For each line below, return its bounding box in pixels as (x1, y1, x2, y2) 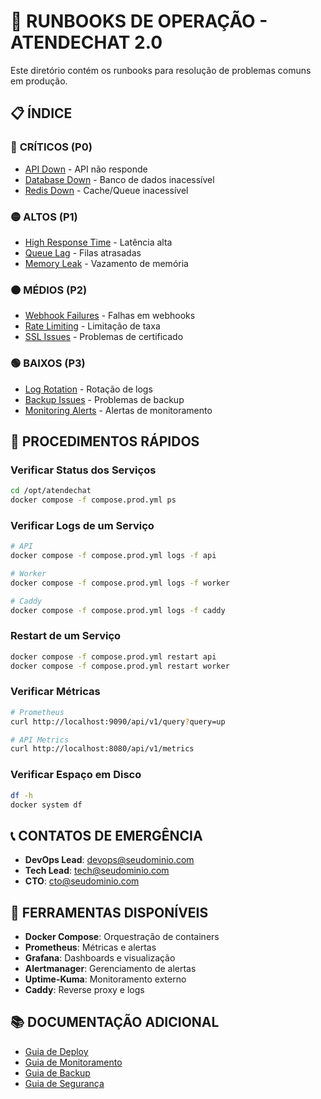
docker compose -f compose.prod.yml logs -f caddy (10, 605, 226, 615)
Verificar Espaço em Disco (10, 768, 142, 782)
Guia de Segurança (24, 1077, 105, 1089)
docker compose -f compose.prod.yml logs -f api (10, 551, 217, 561)
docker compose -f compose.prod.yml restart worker (10, 661, 230, 671)
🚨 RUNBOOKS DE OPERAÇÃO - (10, 10, 268, 33)
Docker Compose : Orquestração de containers (24, 931, 220, 943)
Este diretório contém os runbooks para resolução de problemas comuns (10, 64, 312, 76)
